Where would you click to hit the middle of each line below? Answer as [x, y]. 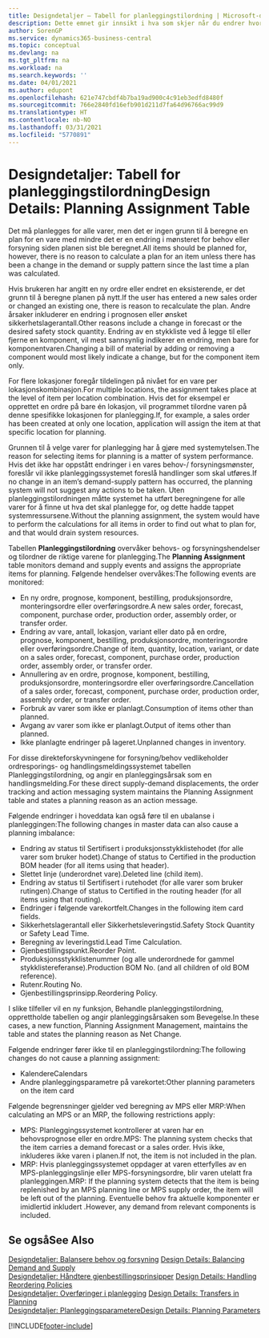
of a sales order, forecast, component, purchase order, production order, [140, 691]
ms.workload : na [35, 68]
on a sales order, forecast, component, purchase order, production [130, 657]
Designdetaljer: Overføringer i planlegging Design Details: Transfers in [124, 1293]
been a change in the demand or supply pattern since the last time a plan [129, 264]
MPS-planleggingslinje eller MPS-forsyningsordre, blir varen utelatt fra [136, 1172]
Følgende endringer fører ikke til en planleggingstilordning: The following [127, 1049]
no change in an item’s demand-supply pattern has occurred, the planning [130, 481]
